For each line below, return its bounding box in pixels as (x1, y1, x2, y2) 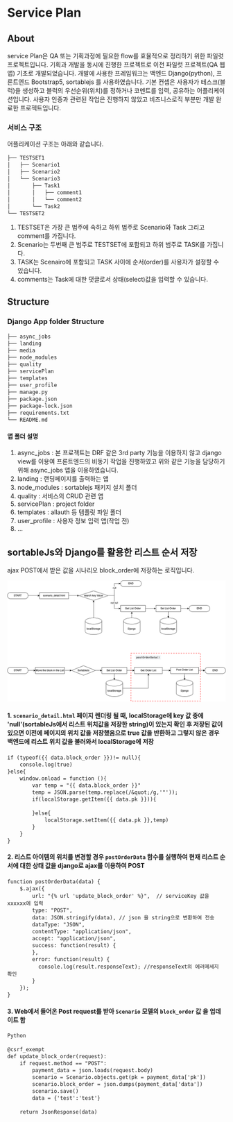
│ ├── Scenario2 (7, 169, 60, 176)
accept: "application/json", (32, 935, 116, 942)
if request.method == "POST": (19, 1060, 107, 1067)
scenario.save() (32, 1088, 79, 1095)
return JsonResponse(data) (19, 1109, 98, 1116)
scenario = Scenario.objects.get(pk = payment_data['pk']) (32, 1074, 207, 1081)
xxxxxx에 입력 (7, 900, 44, 907)
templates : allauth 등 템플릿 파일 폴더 (17, 508, 121, 516)
